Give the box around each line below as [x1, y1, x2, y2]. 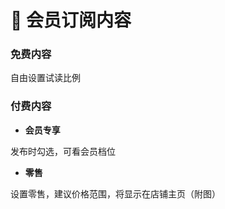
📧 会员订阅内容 [10, 9, 132, 32]
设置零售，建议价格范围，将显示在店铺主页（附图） [10, 187, 221, 200]
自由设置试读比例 [10, 72, 81, 84]
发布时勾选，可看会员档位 [10, 145, 116, 157]
